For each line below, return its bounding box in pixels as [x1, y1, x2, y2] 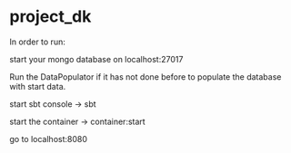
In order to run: [9, 36, 65, 47]
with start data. [9, 81, 66, 91]
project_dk [9, 6, 92, 27]
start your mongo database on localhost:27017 [9, 53, 184, 64]
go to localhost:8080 [9, 133, 88, 144]
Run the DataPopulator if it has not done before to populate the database [9, 71, 282, 82]
